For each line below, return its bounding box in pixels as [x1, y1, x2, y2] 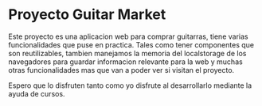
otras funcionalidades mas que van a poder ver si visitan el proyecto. [8, 65, 235, 74]
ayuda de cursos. [8, 89, 65, 98]
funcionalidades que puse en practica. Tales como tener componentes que [8, 40, 255, 49]
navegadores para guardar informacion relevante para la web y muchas [8, 57, 243, 66]
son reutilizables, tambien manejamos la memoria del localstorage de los [8, 48, 247, 58]
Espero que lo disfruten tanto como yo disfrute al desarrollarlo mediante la [8, 81, 252, 90]
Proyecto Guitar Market [8, 6, 166, 24]
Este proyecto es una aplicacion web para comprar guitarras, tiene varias [8, 32, 248, 41]
